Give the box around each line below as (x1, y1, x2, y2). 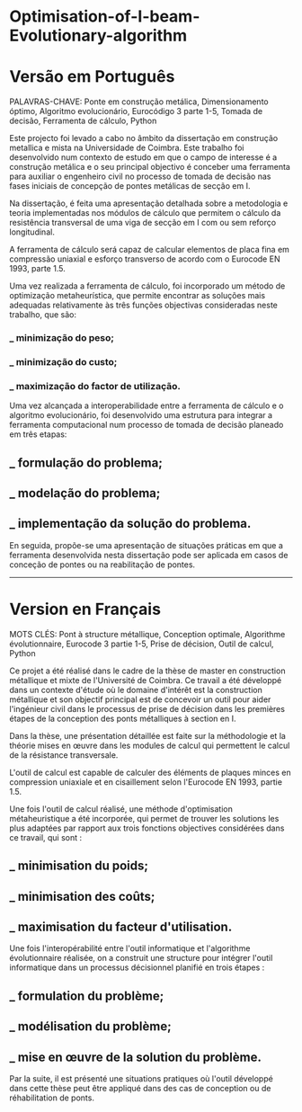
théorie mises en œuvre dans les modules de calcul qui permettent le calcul (9, 740, 290, 751)
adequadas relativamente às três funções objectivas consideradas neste (9, 299, 279, 311)
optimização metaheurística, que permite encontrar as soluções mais (9, 290, 266, 301)
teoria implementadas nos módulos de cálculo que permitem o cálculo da (9, 208, 281, 218)
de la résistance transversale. (9, 749, 119, 761)
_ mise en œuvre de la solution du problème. (9, 1049, 262, 1064)
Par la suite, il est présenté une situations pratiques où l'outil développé (9, 1072, 274, 1084)
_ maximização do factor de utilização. (9, 379, 182, 392)
